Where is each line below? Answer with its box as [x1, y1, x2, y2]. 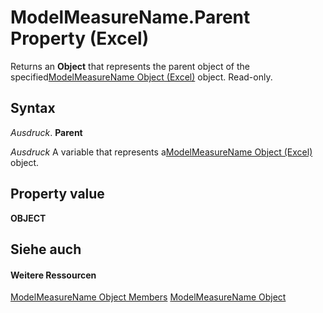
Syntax [10, 100, 56, 117]
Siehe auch [10, 241, 82, 258]
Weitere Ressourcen [10, 269, 97, 281]
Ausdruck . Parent [10, 126, 83, 138]
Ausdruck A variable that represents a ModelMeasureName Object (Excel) [10, 146, 313, 158]
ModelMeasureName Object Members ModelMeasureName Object [10, 291, 287, 303]
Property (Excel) [10, 27, 150, 50]
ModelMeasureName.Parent [10, 6, 251, 29]
